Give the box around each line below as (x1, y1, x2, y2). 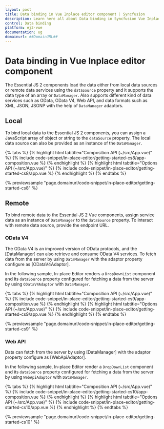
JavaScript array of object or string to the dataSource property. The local (5, 135, 151, 141)
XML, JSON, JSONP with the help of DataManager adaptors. (5, 102, 123, 108)
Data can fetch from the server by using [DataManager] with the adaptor (5, 349, 151, 355)
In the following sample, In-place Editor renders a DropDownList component (5, 270, 156, 276)
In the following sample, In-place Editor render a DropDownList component (5, 364, 154, 370)
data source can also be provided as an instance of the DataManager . (5, 140, 143, 146)
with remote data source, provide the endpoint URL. (5, 223, 109, 228)
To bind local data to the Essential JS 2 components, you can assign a (5, 130, 146, 136)
